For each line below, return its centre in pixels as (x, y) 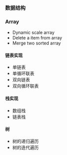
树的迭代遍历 (25, 147)
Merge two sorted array (36, 43)
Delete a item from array (37, 38)
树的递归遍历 (25, 141)
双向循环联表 (25, 86)
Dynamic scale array (33, 32)
